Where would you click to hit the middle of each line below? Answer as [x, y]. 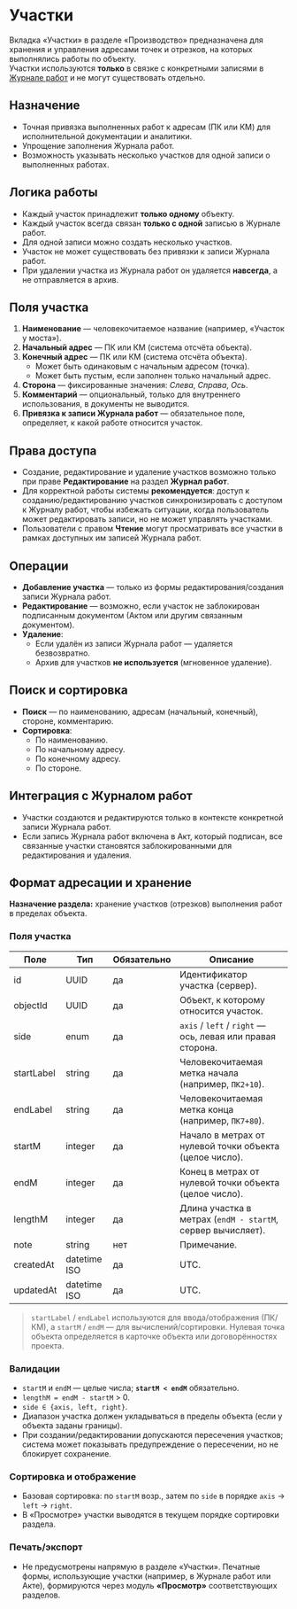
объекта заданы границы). [72, 1426]
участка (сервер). [218, 985]
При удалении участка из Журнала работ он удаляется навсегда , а [150, 270]
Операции [39, 566]
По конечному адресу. [78, 758]
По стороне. [58, 768]
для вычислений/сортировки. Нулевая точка [201, 1326]
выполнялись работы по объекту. [73, 58]
